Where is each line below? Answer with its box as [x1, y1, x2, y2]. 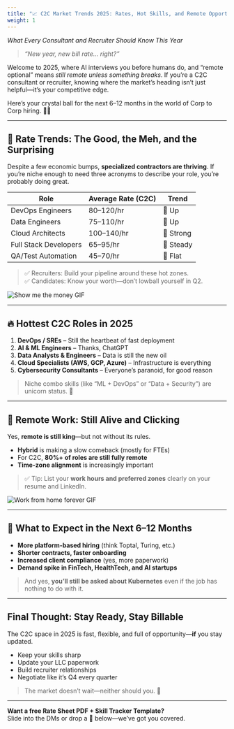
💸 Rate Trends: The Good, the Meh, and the [7, 133, 197, 145]
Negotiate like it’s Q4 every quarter [17, 672, 118, 681]
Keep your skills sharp [17, 651, 81, 659]
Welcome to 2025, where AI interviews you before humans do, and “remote [7, 63, 224, 71]
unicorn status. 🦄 [24, 387, 74, 396]
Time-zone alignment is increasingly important [17, 461, 154, 469]
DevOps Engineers [10, 205, 72, 215]
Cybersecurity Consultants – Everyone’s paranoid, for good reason [17, 366, 212, 375]
